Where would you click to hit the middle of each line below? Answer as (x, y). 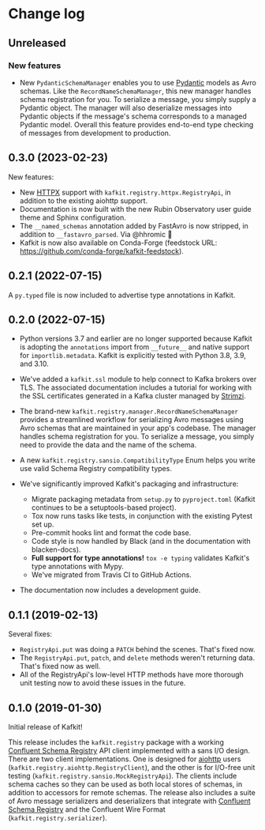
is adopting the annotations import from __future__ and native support (134, 347)
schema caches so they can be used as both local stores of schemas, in (125, 784)
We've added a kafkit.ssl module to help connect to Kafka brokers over (138, 379)
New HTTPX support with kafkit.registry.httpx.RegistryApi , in (125, 192)
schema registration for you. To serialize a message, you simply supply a (138, 99)
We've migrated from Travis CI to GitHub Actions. (111, 575)
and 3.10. (34, 364)
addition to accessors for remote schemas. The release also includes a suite (132, 792)
